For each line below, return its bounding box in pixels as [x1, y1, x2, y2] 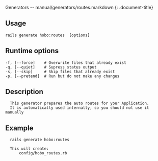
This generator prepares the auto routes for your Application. [10, 101, 149, 106]
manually [5, 110, 24, 115]
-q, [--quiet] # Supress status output [5, 64, 97, 70]
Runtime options [5, 47, 59, 55]
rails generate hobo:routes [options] [5, 33, 90, 38]
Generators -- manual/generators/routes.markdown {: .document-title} [5, 5, 153, 10]
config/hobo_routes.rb [18, 151, 67, 156]
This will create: [10, 146, 49, 151]
